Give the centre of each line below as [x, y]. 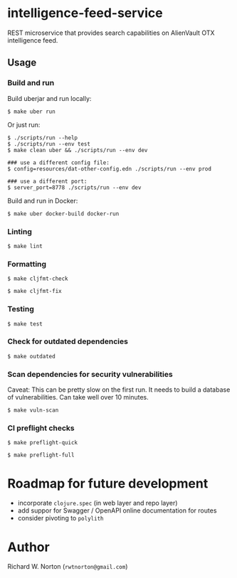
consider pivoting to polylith [60, 518]
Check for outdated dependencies [68, 341]
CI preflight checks [41, 428]
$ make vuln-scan [33, 410]
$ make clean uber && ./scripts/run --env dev [78, 150]
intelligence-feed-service [85, 13]
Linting [20, 231]
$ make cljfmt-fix [35, 291]
